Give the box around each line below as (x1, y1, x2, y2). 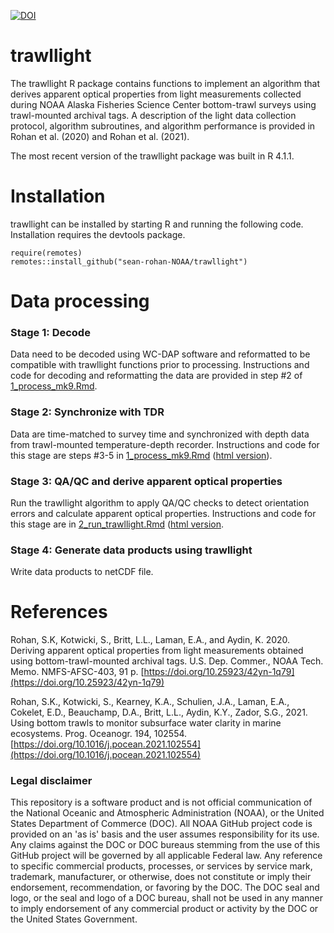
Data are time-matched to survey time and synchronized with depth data (10, 428, 310, 440)
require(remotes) (10, 248, 83, 258)
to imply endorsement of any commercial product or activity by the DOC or (10, 903, 319, 915)
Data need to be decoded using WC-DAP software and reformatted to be (10, 348, 311, 360)
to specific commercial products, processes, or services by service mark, (10, 860, 313, 872)
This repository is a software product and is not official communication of (10, 796, 313, 809)
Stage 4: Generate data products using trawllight (10, 543, 253, 557)
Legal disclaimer (10, 774, 93, 788)
